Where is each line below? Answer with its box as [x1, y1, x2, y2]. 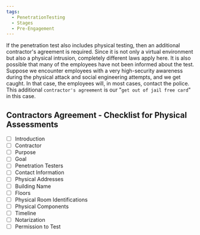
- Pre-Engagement [11, 25, 55, 32]
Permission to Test [14, 222, 61, 230]
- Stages [11, 20, 33, 26]
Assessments [6, 119, 59, 129]
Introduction [14, 135, 45, 142]
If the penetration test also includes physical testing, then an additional [6, 42, 180, 49]
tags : [6, 8, 20, 15]
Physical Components [14, 203, 69, 210]
